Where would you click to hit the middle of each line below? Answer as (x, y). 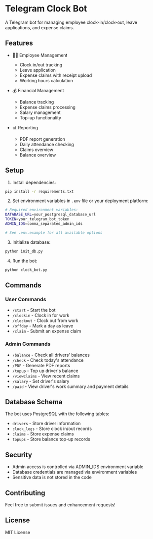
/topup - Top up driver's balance (45, 371)
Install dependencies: (34, 182)
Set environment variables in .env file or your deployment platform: (80, 201)
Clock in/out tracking (41, 64)
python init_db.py (24, 251)
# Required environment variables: (42, 210)
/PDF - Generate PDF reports (41, 365)
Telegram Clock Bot (46, 9)
